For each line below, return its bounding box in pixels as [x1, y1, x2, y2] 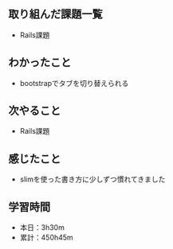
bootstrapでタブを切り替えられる [19, 78, 129, 88]
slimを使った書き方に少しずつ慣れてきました [19, 174, 166, 185]
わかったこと [8, 56, 72, 69]
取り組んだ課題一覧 [8, 7, 103, 21]
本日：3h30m [19, 223, 65, 232]
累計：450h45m [19, 233, 73, 243]
